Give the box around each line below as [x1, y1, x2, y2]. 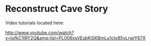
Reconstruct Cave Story [5, 3, 108, 15]
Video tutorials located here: [5, 20, 64, 26]
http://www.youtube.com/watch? [5, 29, 74, 35]
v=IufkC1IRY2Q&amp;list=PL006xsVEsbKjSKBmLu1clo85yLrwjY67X [5, 35, 146, 41]
